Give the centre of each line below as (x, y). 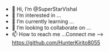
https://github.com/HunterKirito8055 (56, 43)
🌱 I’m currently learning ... (43, 21)
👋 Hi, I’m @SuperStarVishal (44, 9)
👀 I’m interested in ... (36, 15)
